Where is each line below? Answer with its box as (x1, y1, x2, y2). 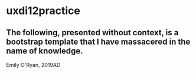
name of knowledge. (6, 46, 84, 56)
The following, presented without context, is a (6, 28, 179, 38)
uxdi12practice (6, 4, 81, 18)
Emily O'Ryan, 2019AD (6, 62, 61, 68)
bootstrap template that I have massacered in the (6, 36, 191, 46)
